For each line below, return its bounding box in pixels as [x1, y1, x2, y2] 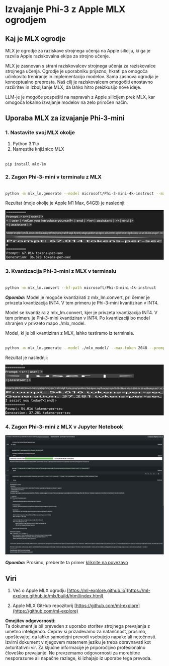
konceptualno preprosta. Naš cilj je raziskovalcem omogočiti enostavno [5, 79, 153, 85]
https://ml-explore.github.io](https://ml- [68, 587, 151, 593]
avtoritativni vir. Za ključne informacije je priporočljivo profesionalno [5, 644, 146, 651]
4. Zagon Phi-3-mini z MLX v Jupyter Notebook [5, 423, 123, 431]
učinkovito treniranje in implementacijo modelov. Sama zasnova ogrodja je [5, 74, 159, 79]
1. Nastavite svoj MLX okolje [5, 129, 75, 136]
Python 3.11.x [12, 140, 40, 147]
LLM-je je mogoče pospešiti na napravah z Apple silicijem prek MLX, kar [5, 94, 155, 100]
